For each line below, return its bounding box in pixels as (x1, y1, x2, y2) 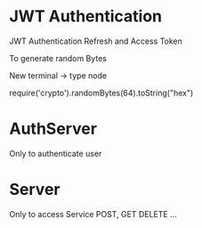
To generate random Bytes (9, 53, 107, 63)
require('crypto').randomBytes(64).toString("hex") (9, 87, 194, 98)
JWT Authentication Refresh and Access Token (9, 36, 182, 46)
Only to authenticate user (9, 148, 102, 159)
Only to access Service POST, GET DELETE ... (9, 208, 178, 219)
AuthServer (9, 118, 98, 139)
